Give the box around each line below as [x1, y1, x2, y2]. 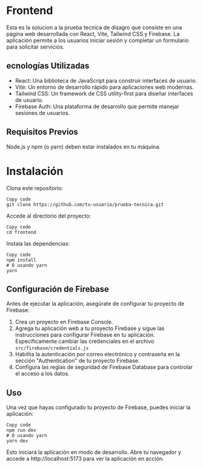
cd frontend [6, 229, 36, 235]
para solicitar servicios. [6, 43, 65, 50]
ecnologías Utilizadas [6, 61, 90, 71]
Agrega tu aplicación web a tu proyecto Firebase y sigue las [15, 325, 165, 332]
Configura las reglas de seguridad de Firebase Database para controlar [15, 363, 193, 371]
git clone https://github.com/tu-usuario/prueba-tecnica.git [6, 201, 164, 207]
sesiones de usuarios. [15, 109, 70, 116]
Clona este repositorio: [6, 184, 64, 191]
